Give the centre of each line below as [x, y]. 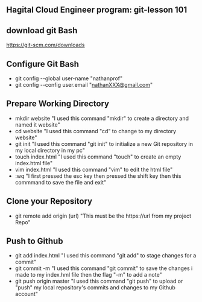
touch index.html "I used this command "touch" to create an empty [98, 157]
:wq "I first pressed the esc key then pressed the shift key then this [98, 176]
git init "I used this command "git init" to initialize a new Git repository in [104, 143]
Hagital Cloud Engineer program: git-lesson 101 [97, 10]
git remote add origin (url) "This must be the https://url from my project [103, 216]
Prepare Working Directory [58, 104]
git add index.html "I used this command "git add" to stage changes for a [106, 256]
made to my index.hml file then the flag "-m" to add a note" [88, 275]
